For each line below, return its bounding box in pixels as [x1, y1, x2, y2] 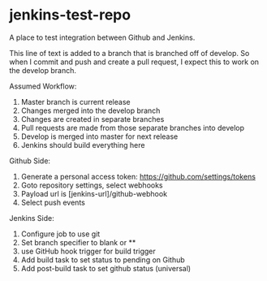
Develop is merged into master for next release [20, 132, 179, 141]
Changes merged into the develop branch [20, 106, 161, 115]
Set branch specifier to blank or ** [20, 237, 136, 247]
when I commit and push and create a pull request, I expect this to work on [9, 57, 259, 67]
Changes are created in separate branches [20, 114, 165, 123]
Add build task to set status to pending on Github [20, 254, 185, 265]
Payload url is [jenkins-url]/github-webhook [20, 188, 168, 198]
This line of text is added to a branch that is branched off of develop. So [9, 48, 250, 58]
